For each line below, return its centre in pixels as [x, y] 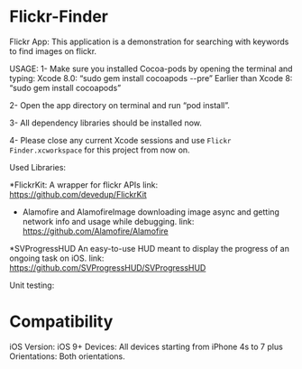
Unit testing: [32, 285]
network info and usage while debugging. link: [108, 221]
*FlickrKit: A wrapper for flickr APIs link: [84, 184]
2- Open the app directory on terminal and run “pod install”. [119, 105]
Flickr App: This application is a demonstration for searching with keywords [149, 42]
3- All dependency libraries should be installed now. [106, 123]
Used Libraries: [37, 167]
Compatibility [61, 322]
